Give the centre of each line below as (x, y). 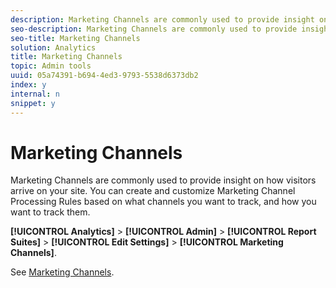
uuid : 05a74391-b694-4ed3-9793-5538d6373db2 (104, 76)
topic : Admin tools (51, 66)
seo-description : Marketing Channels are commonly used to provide (154, 29)
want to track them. (50, 212)
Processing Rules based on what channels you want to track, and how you (163, 202)
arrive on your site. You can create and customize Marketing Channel (153, 191)
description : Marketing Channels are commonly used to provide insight (162, 19)
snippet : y (33, 103)
